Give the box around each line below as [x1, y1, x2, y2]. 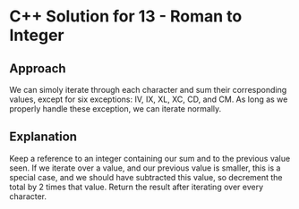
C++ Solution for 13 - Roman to [9, 6, 243, 27]
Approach [9, 61, 66, 76]
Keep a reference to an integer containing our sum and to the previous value [9, 153, 291, 163]
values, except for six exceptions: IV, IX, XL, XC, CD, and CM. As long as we [9, 94, 288, 104]
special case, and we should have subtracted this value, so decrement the [9, 171, 284, 182]
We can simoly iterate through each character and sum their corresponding [9, 85, 287, 95]
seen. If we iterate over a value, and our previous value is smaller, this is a [9, 163, 281, 173]
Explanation [9, 130, 78, 145]
